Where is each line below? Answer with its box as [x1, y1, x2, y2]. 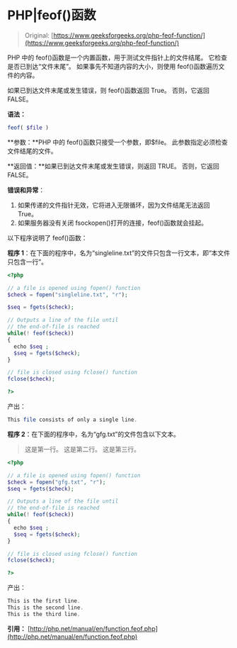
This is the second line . [7, 604, 83, 611]
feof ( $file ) [7, 124, 50, 131]
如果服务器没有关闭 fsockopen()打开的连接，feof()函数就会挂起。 [17, 218, 208, 227]
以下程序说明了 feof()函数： [7, 233, 88, 242]
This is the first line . [7, 598, 81, 605]
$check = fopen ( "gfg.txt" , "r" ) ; [7, 479, 106, 486]
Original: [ [24, 30, 54, 40]
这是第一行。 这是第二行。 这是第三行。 [24, 445, 140, 453]
